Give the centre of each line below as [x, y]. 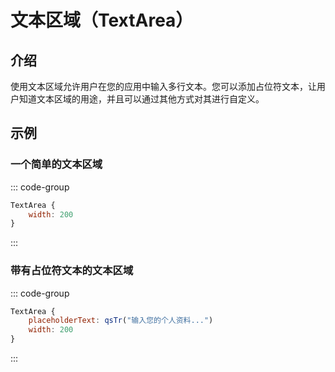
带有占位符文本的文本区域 [72, 271]
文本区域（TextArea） [102, 20]
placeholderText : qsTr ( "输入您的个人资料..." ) [121, 321]
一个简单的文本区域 [56, 164]
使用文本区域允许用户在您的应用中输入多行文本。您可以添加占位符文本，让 [163, 86]
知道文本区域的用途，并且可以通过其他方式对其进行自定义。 [141, 99]
